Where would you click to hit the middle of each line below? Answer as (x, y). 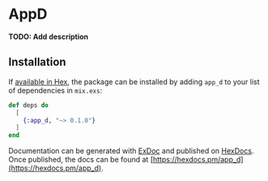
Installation (37, 62)
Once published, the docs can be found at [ (81, 160)
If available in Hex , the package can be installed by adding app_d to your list (134, 81)
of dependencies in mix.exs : (55, 90)
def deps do (28, 105)
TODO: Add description (49, 37)
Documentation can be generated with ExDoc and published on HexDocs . (131, 151)
